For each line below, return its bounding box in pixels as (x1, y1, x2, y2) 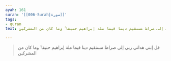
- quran (5, 21, 22, 27)
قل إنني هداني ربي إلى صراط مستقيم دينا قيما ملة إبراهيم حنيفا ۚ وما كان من (17, 44, 160, 50)
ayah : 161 (5, 7, 26, 13)
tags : (5, 17, 17, 22)
